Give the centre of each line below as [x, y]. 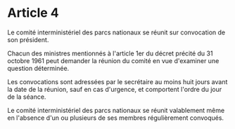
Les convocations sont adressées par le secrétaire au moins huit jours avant [118, 81]
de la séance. [27, 97]
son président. [28, 39]
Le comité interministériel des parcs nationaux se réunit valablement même [116, 110]
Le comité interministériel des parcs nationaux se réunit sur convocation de [116, 32]
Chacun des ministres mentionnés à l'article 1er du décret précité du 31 [110, 53]
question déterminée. [38, 68]
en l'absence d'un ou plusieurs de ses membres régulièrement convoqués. [115, 118]
